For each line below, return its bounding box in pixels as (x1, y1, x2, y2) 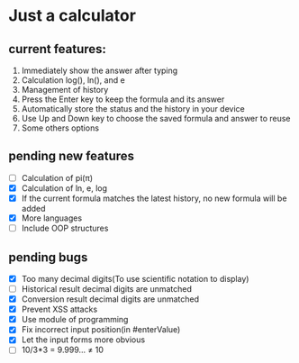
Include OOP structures (21, 222, 109, 234)
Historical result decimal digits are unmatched (21, 284, 193, 294)
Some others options (21, 123, 100, 133)
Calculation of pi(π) (21, 172, 94, 183)
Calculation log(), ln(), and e (21, 75, 125, 86)
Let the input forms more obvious (21, 334, 146, 345)
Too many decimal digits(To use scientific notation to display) (21, 273, 249, 284)
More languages (21, 213, 83, 223)
